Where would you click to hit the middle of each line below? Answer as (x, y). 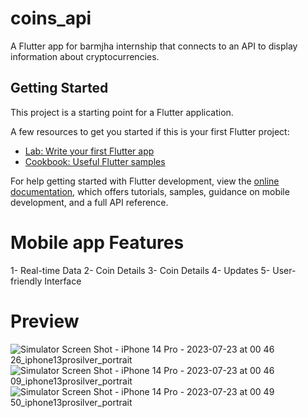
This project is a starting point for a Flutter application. (122, 112)
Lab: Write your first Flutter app (89, 151)
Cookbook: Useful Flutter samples (95, 161)
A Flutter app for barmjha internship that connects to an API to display (154, 46)
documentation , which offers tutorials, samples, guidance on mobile (150, 191)
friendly (26, 281)
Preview (45, 321)
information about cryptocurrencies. (85, 56)
